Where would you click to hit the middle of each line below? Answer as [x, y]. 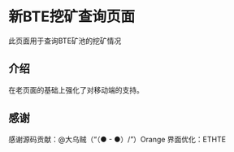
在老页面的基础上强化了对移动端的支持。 [76, 89]
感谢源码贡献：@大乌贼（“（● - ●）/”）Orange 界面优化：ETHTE [117, 139]
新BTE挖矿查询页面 [72, 17]
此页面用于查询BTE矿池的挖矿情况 [65, 41]
